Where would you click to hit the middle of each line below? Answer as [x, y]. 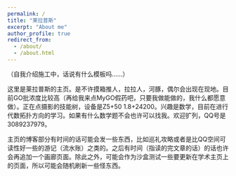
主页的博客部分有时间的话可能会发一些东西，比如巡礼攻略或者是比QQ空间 [113, 139]
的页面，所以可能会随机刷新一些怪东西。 [66, 165]
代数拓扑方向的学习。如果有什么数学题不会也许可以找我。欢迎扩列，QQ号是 [117, 115]
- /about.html [34, 54]
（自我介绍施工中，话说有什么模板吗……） [68, 74]
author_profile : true [39, 33]
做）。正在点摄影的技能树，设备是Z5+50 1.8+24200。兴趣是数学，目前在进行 [118, 106]
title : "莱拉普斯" [32, 20]
